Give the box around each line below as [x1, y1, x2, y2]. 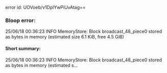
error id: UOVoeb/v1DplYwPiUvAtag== [5, 5, 86, 10]
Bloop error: [5, 17, 36, 24]
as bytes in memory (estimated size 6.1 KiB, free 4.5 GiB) [5, 34, 124, 40]
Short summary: [5, 45, 41, 51]
